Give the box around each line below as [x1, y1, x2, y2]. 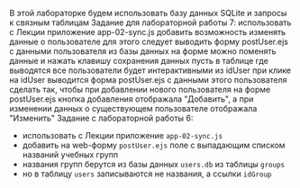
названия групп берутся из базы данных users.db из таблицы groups [22, 159, 286, 169]
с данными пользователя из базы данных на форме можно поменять [9, 46, 277, 57]
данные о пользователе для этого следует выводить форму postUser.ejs [9, 36, 288, 47]
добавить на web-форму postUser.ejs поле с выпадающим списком [22, 139, 286, 150]
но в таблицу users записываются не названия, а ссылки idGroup [22, 168, 272, 179]
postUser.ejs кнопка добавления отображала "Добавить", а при [9, 94, 254, 104]
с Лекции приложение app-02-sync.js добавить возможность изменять [9, 27, 286, 37]
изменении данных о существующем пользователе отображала [9, 103, 258, 113]
